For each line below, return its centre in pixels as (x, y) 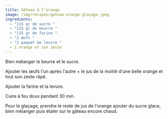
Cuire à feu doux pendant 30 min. (40, 96)
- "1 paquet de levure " (36, 43)
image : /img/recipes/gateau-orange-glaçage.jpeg (57, 15)
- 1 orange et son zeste (36, 47)
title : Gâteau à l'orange (32, 10)
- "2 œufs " (22, 38)
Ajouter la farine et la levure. (35, 86)
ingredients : (19, 19)
